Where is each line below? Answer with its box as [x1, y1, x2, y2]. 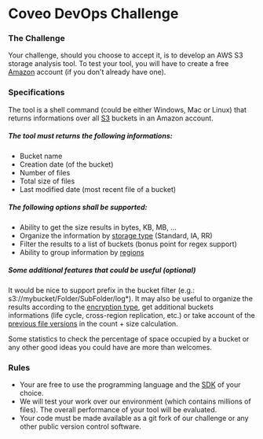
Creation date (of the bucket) [19, 159, 114, 169]
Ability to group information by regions [19, 247, 144, 256]
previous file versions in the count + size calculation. [8, 319, 178, 328]
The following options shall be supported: [8, 202, 148, 212]
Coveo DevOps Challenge [8, 5, 179, 23]
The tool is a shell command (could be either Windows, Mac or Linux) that [8, 105, 247, 114]
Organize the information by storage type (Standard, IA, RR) [19, 231, 214, 240]
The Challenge [8, 33, 65, 44]
